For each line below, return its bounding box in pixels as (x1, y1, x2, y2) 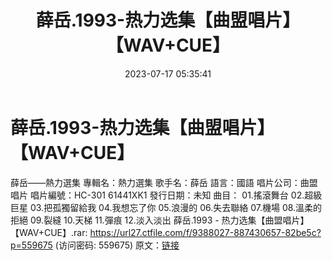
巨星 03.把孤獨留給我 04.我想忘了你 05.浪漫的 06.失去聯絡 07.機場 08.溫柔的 (10, 201, 323, 213)
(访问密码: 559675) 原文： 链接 (54, 239, 180, 251)
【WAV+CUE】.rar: (10, 226, 88, 238)
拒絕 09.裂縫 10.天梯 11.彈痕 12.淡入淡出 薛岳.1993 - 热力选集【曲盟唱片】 (10, 214, 310, 226)
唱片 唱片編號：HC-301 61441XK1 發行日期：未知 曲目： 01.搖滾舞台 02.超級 (10, 189, 323, 201)
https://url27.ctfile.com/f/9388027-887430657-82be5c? (89, 226, 322, 238)
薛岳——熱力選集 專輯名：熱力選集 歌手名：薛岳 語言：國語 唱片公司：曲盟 (10, 176, 318, 188)
